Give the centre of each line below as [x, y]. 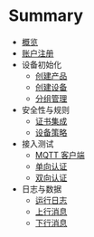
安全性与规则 [45, 109]
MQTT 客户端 [60, 155]
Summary [46, 16]
